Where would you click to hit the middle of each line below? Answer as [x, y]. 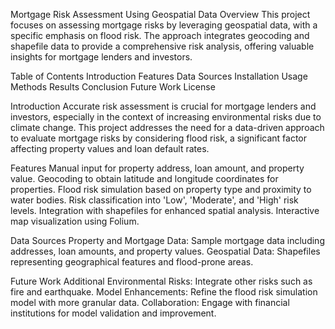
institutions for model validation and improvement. [113, 313]
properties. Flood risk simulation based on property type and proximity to [161, 189]
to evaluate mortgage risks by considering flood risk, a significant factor [159, 138]
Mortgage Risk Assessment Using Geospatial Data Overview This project [160, 14]
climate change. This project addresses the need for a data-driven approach [167, 127]
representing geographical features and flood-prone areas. [132, 262]
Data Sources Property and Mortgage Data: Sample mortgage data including [167, 240]
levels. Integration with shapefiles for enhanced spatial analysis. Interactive [165, 210]
